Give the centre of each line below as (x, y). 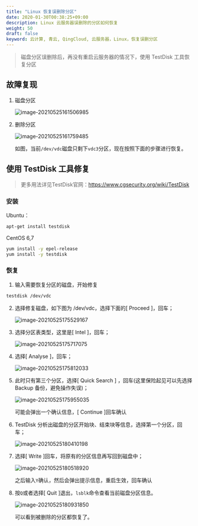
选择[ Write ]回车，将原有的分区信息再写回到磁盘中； (79, 456)
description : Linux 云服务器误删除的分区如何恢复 (62, 23)
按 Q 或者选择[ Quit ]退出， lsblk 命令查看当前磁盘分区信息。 (85, 493)
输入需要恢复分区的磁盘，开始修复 (56, 284)
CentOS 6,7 (20, 237)
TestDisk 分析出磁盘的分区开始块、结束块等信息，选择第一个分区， (96, 424)
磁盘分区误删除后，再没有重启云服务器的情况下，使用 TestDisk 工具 (103, 57)
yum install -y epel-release (42, 249)
